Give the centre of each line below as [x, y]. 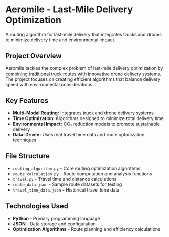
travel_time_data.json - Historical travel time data [66, 190]
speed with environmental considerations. [49, 84]
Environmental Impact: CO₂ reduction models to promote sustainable [86, 124]
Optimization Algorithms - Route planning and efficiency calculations [86, 229]
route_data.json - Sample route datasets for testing [67, 184]
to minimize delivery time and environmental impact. [60, 40]
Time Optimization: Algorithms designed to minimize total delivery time [88, 118]
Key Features [27, 101]
